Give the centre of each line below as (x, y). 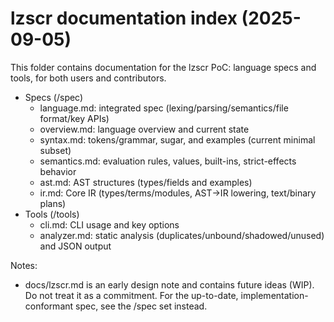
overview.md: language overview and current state (144, 129)
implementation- (274, 295)
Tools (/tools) (52, 214)
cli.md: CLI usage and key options (109, 224)
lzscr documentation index (124, 18)
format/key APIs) (74, 118)
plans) (53, 203)
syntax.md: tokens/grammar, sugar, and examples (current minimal (177, 139)
